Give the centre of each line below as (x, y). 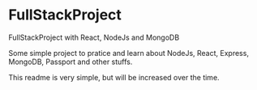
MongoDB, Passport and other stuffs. (71, 62)
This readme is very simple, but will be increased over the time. (114, 77)
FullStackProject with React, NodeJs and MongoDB (94, 37)
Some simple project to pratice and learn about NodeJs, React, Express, (129, 53)
